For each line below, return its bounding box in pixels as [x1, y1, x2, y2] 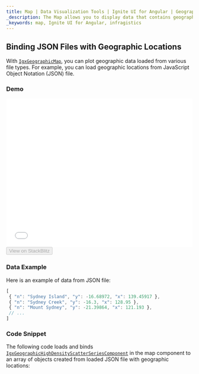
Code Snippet [6, 329, 46, 338]
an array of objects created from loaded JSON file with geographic [6, 356, 169, 363]
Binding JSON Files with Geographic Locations [6, 42, 182, 52]
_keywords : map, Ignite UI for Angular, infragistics [6, 20, 142, 26]
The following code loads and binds [6, 343, 94, 350]
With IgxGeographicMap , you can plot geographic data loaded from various [6, 58, 187, 65]
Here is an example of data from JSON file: [6, 277, 111, 284]
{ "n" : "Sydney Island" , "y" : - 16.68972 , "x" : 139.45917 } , [8, 293, 161, 300]
